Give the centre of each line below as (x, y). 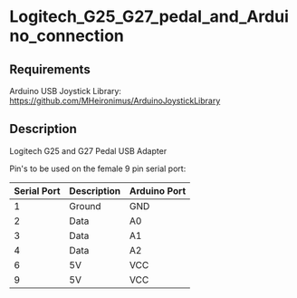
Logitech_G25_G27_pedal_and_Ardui (149, 17)
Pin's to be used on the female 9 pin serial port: (98, 168)
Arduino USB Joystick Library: (66, 91)
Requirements (50, 69)
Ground (85, 206)
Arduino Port (158, 190)
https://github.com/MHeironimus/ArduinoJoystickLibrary (115, 101)
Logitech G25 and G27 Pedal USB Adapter (88, 150)
